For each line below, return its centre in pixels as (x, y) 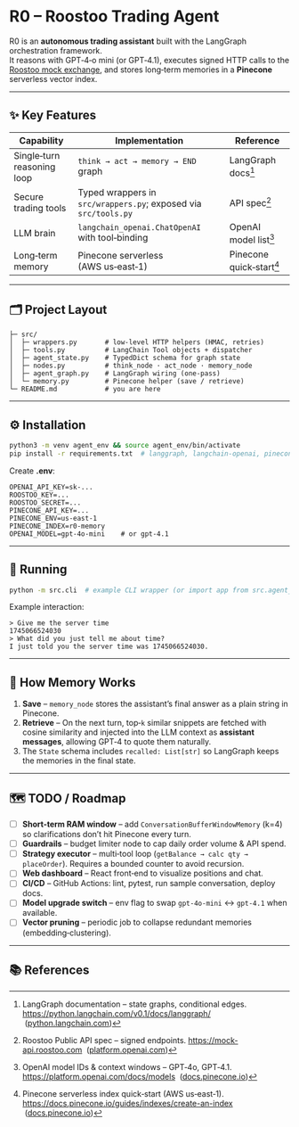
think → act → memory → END (137, 161)
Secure (29, 196)
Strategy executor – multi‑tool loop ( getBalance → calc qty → (135, 854)
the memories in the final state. (79, 761)
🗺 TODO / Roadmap (68, 798)
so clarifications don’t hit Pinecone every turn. (106, 835)
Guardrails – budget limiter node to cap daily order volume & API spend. (154, 843)
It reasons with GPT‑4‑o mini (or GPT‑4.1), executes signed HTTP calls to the (149, 60)
